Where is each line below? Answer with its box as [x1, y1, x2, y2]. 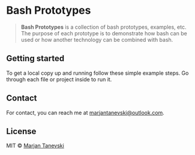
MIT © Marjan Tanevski [6, 142, 64, 150]
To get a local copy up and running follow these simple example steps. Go [6, 69, 189, 77]
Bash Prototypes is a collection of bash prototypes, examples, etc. [20, 23, 187, 31]
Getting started [6, 53, 65, 63]
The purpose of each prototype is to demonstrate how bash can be [20, 29, 187, 37]
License [6, 126, 37, 136]
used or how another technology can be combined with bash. [20, 36, 173, 43]
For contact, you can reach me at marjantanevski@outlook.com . [6, 109, 165, 116]
